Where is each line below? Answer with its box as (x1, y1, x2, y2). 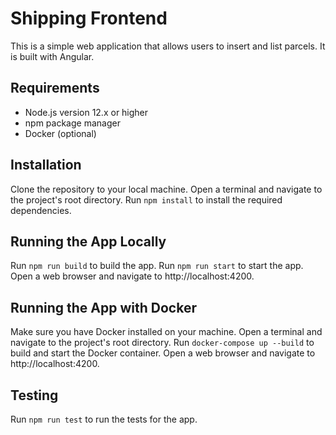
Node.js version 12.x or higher (24, 106, 149, 118)
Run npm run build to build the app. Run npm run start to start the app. (10, 260, 304, 272)
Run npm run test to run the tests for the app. (10, 413, 198, 425)
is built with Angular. (10, 50, 95, 62)
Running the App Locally (10, 233, 167, 250)
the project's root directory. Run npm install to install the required (10, 193, 283, 206)
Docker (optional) (24, 127, 97, 139)
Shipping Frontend (10, 7, 168, 30)
